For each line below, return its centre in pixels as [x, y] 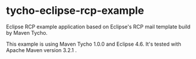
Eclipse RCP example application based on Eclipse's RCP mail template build [98, 27]
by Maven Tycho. [27, 32]
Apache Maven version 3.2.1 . [42, 50]
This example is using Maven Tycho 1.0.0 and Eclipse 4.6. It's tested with [94, 44]
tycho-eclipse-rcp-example [75, 11]
